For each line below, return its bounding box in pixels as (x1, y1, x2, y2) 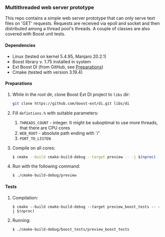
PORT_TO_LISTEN (19, 136, 51, 141)
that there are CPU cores (19, 125, 70, 131)
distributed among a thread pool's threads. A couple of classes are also (5, 26, 150, 32)
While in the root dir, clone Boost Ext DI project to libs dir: (12, 91, 131, 97)
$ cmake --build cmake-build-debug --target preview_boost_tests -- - (12, 204, 161, 209)
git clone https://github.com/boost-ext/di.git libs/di (12, 101, 130, 106)
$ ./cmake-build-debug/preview (12, 173, 77, 178)
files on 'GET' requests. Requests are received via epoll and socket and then (5, 20, 160, 26)
